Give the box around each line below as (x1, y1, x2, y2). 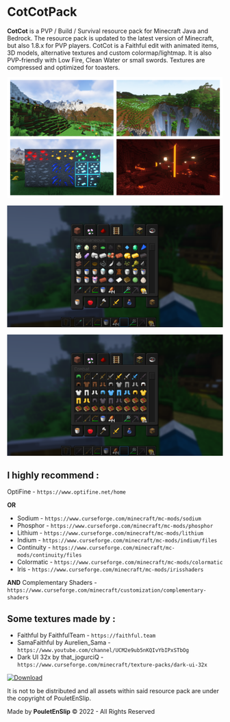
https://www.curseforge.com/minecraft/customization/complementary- (7, 587, 207, 594)
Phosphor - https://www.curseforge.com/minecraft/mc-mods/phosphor (16, 522, 214, 530)
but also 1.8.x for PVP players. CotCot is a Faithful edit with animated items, (7, 41, 219, 49)
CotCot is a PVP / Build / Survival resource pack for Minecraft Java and (7, 27, 209, 35)
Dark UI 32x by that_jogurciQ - (16, 653, 104, 662)
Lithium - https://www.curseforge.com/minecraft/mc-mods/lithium (16, 529, 204, 537)
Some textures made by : (7, 613, 116, 625)
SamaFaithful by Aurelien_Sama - (16, 638, 111, 647)
